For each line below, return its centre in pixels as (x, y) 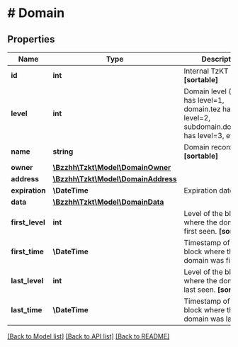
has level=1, (204, 100)
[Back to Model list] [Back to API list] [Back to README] (89, 336)
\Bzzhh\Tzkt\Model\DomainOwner (112, 167)
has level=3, (204, 136)
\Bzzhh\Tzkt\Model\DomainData (108, 202)
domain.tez (202, 109)
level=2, (197, 118)
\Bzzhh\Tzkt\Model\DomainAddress (115, 179)
